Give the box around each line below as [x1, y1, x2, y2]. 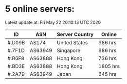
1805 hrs [98, 63, 120, 69]
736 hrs [98, 55, 117, 62]
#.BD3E [7, 63, 25, 69]
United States [56, 39, 88, 46]
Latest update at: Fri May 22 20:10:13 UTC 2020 [5, 19, 101, 25]
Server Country [56, 31, 94, 37]
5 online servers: [5, 3, 75, 15]
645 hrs [98, 70, 117, 77]
